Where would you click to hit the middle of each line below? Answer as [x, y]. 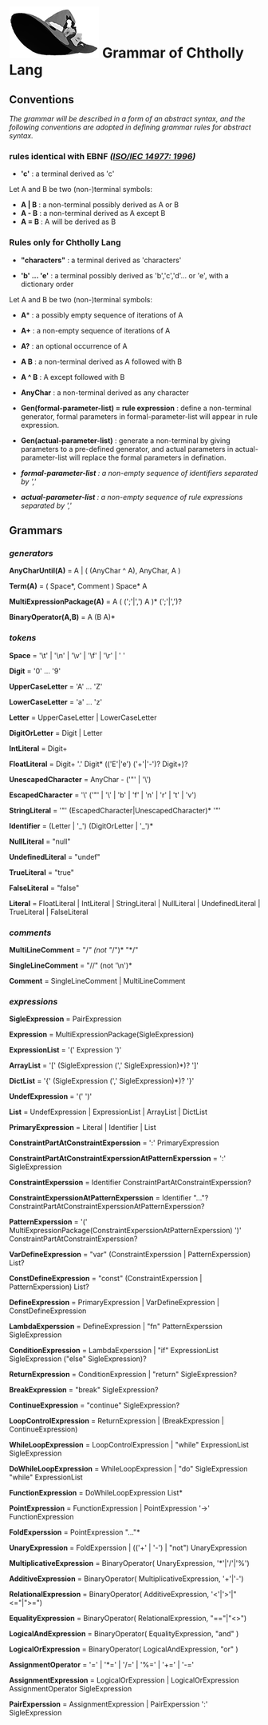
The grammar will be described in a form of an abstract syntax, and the [127, 119]
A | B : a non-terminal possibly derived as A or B [99, 205]
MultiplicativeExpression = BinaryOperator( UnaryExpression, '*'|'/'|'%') [129, 1563]
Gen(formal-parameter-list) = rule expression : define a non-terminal [136, 408]
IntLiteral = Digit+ [38, 748]
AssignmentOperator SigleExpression [71, 1689]
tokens [23, 638]
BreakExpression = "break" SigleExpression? [84, 1390]
